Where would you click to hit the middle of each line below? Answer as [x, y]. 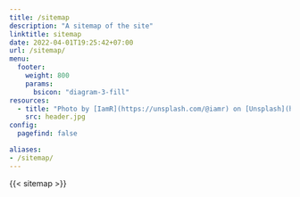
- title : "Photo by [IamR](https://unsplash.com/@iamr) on [129, 109]
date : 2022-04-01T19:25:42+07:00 [71, 42]
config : [24, 126]
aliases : [25, 150]
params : [39, 84]
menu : [19, 59]
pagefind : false [47, 134]
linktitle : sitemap [46, 34]
